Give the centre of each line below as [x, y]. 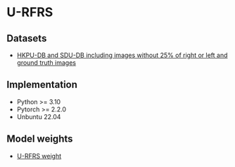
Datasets [27, 38]
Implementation [42, 85]
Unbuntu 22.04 [39, 116]
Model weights [40, 139]
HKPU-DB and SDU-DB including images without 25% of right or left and [122, 55]
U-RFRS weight [39, 156]
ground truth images [46, 63]
